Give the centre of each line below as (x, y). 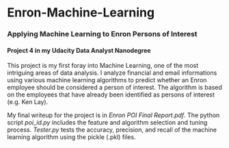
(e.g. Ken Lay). (28, 102)
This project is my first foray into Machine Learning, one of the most (103, 66)
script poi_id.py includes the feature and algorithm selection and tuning (107, 123)
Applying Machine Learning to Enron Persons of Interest (102, 34)
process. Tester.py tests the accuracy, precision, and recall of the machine (112, 130)
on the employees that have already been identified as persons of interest (111, 95)
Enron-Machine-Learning (81, 13)
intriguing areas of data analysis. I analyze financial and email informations (112, 73)
